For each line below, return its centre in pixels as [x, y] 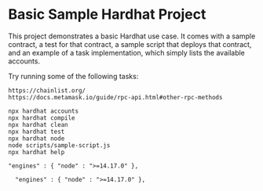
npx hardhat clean [38, 124]
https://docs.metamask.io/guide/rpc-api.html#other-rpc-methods [115, 97]
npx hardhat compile [42, 118]
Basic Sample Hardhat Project [107, 14]
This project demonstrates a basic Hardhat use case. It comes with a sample [132, 36]
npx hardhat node [37, 139]
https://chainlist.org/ [47, 90]
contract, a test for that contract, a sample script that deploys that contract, [130, 44]
